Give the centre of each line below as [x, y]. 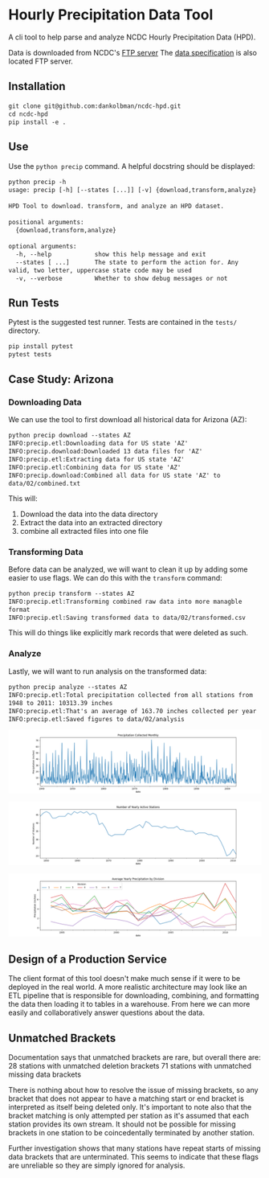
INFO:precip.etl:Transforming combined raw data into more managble [125, 602]
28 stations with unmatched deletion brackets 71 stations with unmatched [130, 1066]
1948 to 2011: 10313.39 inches [61, 703]
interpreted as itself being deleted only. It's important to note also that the [130, 1107]
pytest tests [30, 355]
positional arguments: [46, 222]
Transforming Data [46, 552]
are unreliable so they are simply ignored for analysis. [97, 1166]
